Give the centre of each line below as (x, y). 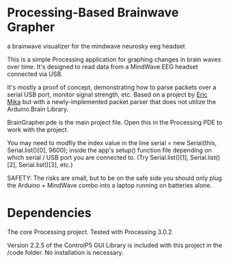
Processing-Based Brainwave (93, 13)
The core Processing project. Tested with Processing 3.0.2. (91, 231)
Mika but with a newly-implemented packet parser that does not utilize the (112, 101)
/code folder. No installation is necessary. (66, 252)
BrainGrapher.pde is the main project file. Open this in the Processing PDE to (115, 122)
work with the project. (38, 129)
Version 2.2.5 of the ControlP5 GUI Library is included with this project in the (114, 245)
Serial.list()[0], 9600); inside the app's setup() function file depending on (109, 150)
